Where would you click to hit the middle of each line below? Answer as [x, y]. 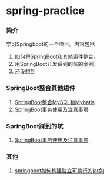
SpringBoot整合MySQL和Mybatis [55, 102]
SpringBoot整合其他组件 [41, 88]
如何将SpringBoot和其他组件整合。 [56, 56]
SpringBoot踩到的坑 [35, 126]
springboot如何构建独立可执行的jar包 [59, 171]
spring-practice [46, 11]
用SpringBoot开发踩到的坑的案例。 [56, 64]
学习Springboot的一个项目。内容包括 [51, 44]
